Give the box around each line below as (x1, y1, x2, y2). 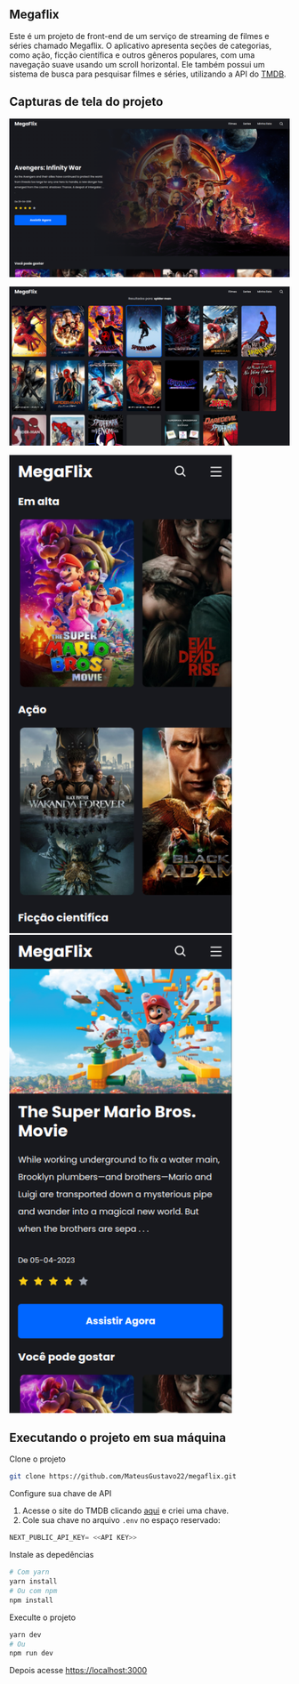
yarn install (9, 1577, 58, 1586)
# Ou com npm (9, 1586, 58, 1595)
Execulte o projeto (9, 1612, 77, 1623)
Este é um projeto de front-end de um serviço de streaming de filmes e (9, 30, 270, 41)
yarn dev (9, 1630, 42, 1640)
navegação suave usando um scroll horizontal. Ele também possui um (9, 59, 265, 69)
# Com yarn (9, 1567, 50, 1577)
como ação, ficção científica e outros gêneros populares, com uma (9, 49, 255, 60)
